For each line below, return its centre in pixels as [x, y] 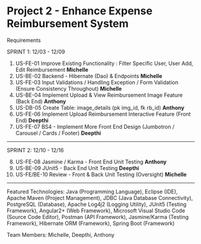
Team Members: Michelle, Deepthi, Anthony [61, 234]
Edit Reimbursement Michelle [52, 69]
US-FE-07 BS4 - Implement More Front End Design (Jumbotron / [95, 126]
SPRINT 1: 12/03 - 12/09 [36, 51]
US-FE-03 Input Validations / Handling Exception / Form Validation [97, 82]
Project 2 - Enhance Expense [80, 11]
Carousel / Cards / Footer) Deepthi [58, 133]
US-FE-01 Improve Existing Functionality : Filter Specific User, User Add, [104, 63]
